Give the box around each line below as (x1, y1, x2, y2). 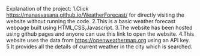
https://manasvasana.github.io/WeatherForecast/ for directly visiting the (6, 11, 185, 18)
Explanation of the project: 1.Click (6, 5, 89, 12)
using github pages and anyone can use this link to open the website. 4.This (6, 30, 194, 38)
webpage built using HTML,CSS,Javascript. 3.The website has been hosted (6, 24, 193, 31)
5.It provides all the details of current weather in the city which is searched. (6, 43, 193, 50)
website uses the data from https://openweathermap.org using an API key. (6, 37, 190, 43)
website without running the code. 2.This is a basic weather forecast (6, 18, 176, 24)
